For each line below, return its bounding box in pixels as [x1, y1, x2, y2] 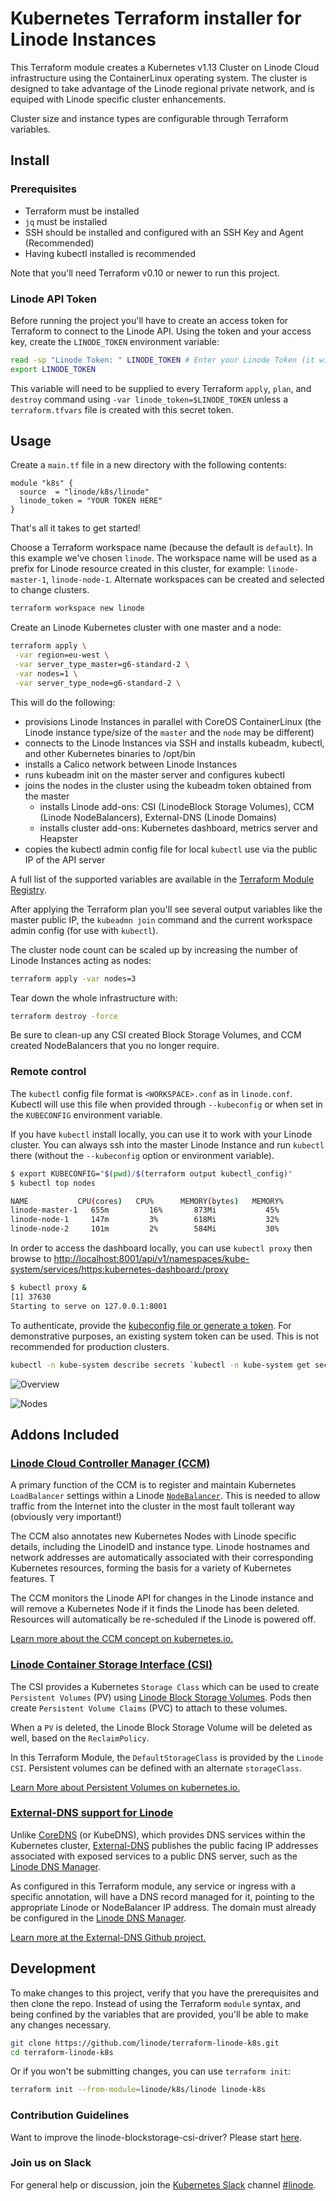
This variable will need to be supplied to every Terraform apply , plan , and [10, 382, 312, 394]
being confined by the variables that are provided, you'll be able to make [10, 2008, 309, 2020]
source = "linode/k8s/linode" [19, 487, 150, 497]
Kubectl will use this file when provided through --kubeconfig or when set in [10, 1098, 323, 1110]
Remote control [10, 1065, 87, 1079]
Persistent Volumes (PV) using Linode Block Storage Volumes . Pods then [10, 1691, 312, 1703]
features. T [10, 1573, 56, 1585]
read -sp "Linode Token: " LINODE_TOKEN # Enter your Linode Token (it [10, 355, 315, 365]
